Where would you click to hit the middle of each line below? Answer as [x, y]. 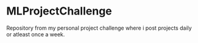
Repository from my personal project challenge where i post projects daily [99, 28]
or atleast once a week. [36, 34]
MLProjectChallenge [59, 11]
